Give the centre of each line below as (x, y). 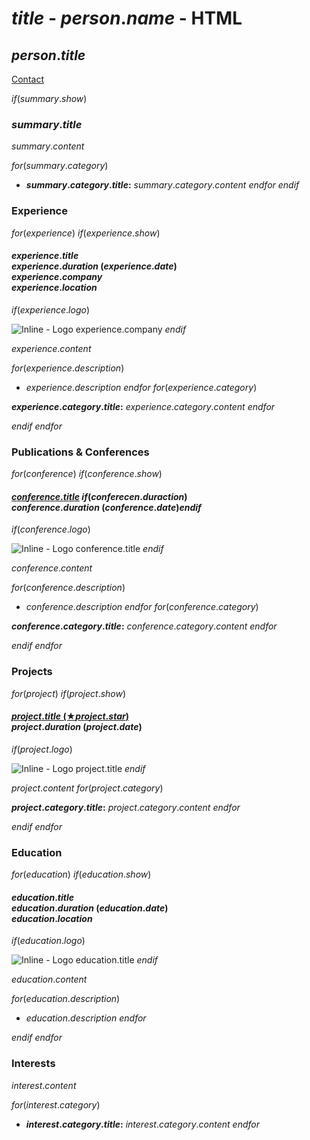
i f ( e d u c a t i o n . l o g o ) (48, 941)
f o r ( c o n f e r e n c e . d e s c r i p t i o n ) (68, 588)
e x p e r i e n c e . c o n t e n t (51, 348)
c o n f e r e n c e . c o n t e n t (52, 568)
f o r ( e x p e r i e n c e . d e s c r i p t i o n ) (68, 368)
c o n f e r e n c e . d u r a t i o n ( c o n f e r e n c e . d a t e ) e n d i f (106, 507)
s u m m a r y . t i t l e (47, 124)
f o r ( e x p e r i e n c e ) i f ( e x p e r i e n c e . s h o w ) (86, 233)
